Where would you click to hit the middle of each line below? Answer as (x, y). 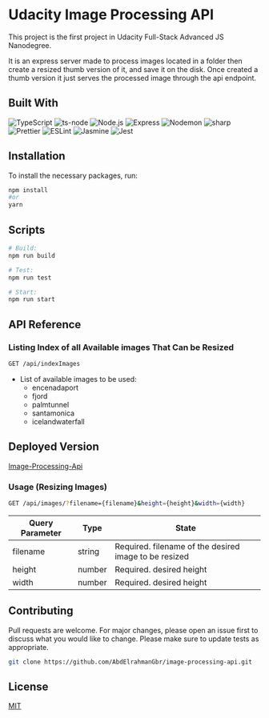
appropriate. (29, 647)
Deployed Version (54, 447)
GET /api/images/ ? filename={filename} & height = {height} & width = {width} (127, 503)
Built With (33, 103)
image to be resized (152, 556)
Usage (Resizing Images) (58, 487)
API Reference (45, 325)
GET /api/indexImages (44, 363)
